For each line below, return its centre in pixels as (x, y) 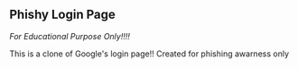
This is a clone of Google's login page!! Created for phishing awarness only (149, 54)
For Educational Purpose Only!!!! (70, 36)
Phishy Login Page (62, 15)
